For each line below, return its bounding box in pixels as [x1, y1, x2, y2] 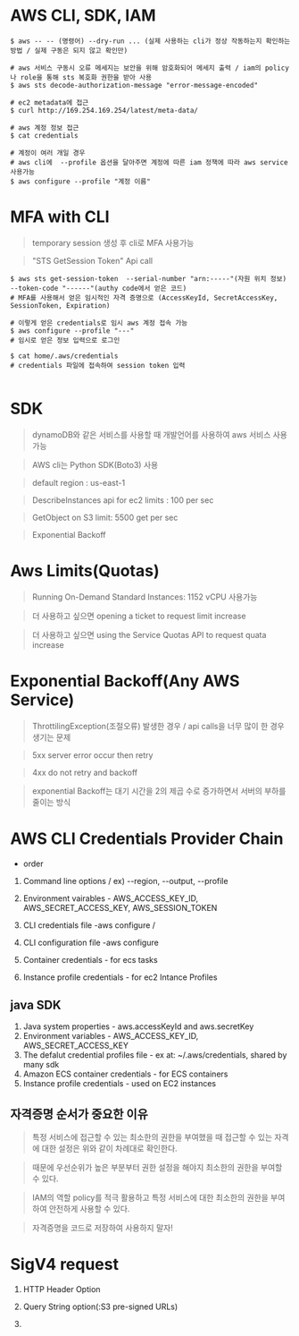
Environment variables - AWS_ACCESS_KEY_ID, [22, 1031, 199, 1042]
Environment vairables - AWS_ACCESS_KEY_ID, [22, 892, 199, 904]
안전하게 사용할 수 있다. [48, 1204, 130, 1214]
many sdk [22, 1059, 60, 1070]
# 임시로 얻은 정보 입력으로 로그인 [10, 336, 120, 345]
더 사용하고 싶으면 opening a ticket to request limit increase [31, 610, 246, 621]
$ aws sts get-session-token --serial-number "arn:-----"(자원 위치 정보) [10, 274, 287, 283]
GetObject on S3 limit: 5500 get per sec [31, 512, 179, 523]
